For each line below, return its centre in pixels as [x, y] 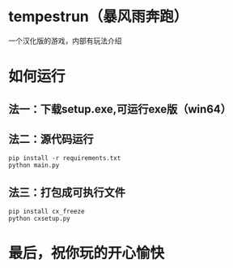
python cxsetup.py [39, 219]
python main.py [34, 166]
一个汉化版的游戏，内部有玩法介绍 [65, 41]
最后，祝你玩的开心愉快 [87, 253]
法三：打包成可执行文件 [67, 192]
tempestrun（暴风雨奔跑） [98, 17]
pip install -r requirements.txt [65, 158]
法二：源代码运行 [51, 139]
